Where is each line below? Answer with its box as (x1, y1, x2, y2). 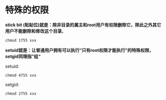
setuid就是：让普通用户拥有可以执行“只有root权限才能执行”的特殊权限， (5, 47, 154, 53)
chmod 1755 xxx (5, 38, 37, 43)
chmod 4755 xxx (5, 73, 37, 78)
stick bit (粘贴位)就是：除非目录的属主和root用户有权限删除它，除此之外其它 (5, 22, 162, 28)
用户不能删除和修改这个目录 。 (5, 28, 66, 34)
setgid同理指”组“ (5, 53, 41, 59)
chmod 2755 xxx (5, 91, 37, 96)
